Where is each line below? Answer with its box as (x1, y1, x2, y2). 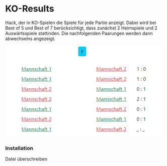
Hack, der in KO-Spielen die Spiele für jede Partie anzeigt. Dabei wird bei (5, 20, 156, 26)
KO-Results (5, 3, 54, 15)
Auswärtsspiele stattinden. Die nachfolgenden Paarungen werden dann (5, 30, 153, 36)
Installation (5, 144, 34, 151)
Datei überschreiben (5, 156, 48, 162)
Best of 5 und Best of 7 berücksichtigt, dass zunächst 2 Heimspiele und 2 (5, 25, 157, 31)
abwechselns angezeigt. (5, 36, 56, 42)
